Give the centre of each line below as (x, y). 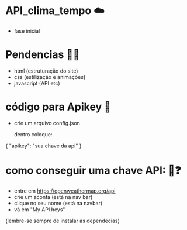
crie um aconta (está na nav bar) (53, 197)
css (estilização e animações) (50, 77)
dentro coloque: (33, 134)
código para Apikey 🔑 (58, 107)
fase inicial (27, 31)
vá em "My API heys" (39, 209)
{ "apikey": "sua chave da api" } (44, 146)
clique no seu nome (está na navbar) (58, 203)
